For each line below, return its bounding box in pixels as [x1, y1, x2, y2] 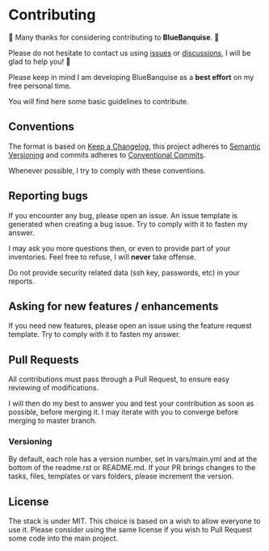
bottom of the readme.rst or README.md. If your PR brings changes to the [8, 463, 256, 473]
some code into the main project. [8, 533, 119, 543]
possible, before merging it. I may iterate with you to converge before [8, 407, 239, 417]
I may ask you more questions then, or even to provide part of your [8, 243, 231, 253]
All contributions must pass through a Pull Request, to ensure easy [8, 374, 230, 385]
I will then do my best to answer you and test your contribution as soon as [8, 398, 254, 409]
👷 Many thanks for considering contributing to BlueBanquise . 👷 [8, 32, 220, 42]
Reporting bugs [8, 189, 89, 203]
